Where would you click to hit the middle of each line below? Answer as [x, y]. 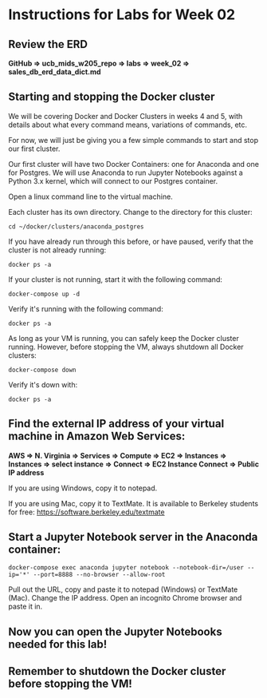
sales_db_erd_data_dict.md [55, 72]
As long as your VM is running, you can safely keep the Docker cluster [124, 338]
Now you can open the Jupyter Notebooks [115, 631]
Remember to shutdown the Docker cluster [117, 671]
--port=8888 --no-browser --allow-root [99, 575]
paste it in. [26, 607]
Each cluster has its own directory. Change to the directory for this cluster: [130, 212]
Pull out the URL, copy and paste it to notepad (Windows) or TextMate [123, 589]
